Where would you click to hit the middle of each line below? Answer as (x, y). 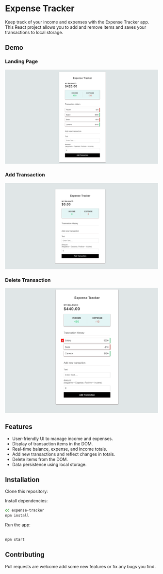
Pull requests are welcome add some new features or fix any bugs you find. (81, 566)
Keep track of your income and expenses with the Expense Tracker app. (77, 22)
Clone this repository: (27, 491)
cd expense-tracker (25, 510)
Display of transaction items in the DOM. (52, 443)
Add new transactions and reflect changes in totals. (64, 454)
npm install (17, 516)
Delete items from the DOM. (40, 459)
